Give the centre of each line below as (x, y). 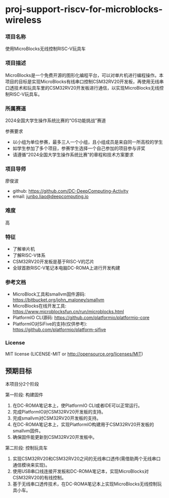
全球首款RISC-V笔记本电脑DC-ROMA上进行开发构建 (66, 268)
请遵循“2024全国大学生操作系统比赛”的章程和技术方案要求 (73, 155)
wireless (23, 20)
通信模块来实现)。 (31, 465)
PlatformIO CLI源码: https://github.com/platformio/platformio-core (81, 318)
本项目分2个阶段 (22, 384)
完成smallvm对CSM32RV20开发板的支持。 (57, 418)
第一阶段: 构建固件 (24, 395)
